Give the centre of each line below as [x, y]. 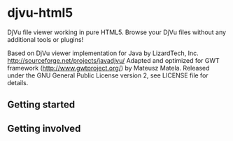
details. [18, 82]
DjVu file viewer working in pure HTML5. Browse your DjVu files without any [116, 32]
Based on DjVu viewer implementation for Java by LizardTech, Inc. [103, 53]
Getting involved [44, 128]
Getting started [41, 105]
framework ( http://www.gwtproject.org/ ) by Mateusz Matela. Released [108, 68]
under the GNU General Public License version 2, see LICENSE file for [108, 75]
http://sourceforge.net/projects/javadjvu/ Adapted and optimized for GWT [114, 60]
